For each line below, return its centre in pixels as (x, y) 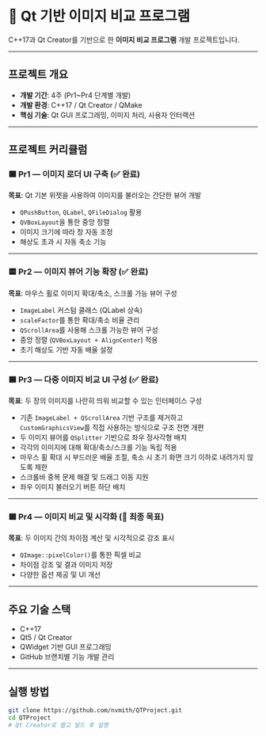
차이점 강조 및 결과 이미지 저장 (66, 565)
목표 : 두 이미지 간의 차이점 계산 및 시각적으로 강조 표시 (91, 538)
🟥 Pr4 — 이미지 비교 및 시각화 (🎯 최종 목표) (86, 517)
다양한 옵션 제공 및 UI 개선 (60, 574)
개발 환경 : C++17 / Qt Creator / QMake (81, 105)
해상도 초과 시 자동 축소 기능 (63, 242)
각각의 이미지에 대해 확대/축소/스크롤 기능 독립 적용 (98, 448)
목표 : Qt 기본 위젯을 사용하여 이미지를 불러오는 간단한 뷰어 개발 (105, 196)
